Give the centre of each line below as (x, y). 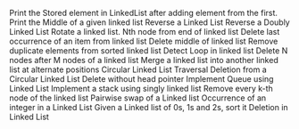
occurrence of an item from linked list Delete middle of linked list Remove (144, 41)
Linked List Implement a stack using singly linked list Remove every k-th (141, 89)
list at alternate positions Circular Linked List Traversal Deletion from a (138, 69)
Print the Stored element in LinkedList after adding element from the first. (144, 13)
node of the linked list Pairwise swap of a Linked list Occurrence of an (138, 98)
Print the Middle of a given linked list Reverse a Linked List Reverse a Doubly (149, 22)
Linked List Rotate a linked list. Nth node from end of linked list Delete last (145, 32)
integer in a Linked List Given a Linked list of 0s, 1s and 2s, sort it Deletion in (149, 107)
